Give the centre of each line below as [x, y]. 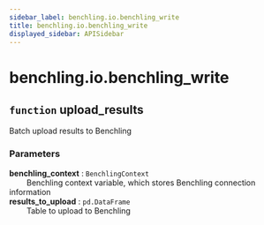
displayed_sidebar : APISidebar [67, 34]
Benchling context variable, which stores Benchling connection [141, 183]
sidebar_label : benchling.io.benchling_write [94, 17]
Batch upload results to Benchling [71, 131]
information [30, 191]
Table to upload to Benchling [78, 210]
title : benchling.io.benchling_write [79, 26]
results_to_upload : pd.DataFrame [70, 201]
